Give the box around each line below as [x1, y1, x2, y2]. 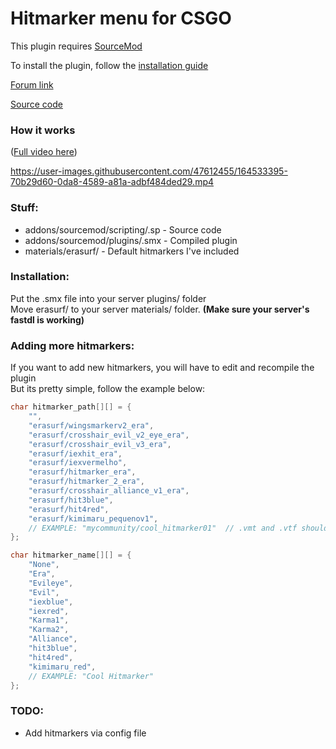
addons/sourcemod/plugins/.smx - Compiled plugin [24, 234, 238, 246]
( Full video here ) [10, 146, 78, 158]
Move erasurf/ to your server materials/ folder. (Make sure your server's [10, 303, 310, 315]
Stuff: [10, 201, 39, 215]
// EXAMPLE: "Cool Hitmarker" [28, 671, 155, 681]
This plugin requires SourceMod [10, 40, 143, 52]
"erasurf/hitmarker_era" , [28, 467, 137, 477]
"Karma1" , [28, 615, 70, 626]
